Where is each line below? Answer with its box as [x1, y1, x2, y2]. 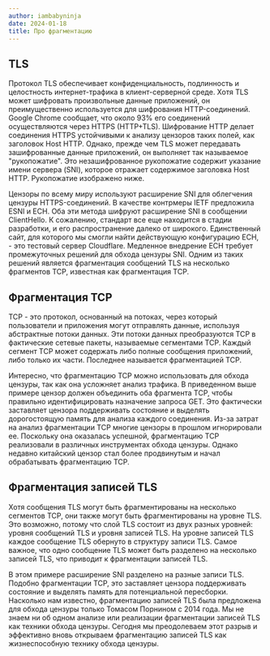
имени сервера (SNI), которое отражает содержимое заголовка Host [8, 165, 250, 175]
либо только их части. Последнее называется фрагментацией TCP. [8, 355, 242, 365]
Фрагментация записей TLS [8, 481, 158, 494]
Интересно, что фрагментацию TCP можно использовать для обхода [8, 371, 249, 380]
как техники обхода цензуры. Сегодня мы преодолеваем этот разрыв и [8, 621, 258, 631]
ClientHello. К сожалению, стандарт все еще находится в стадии [8, 215, 233, 225]
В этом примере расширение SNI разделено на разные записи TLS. [8, 569, 245, 579]
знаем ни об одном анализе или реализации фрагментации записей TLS [8, 612, 261, 622]
